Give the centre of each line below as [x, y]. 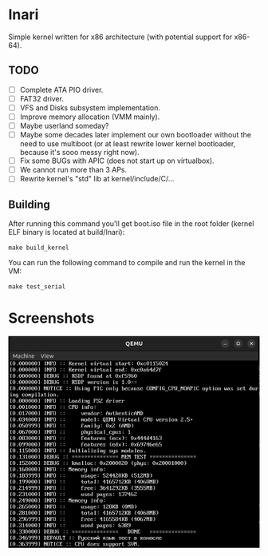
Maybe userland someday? [64, 126]
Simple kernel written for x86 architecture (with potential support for [120, 37]
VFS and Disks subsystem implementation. [90, 107]
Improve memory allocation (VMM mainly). [90, 117]
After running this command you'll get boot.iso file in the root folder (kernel [131, 224]
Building [29, 204]
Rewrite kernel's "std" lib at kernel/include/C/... [97, 179]
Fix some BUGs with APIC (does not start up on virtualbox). [117, 161]
